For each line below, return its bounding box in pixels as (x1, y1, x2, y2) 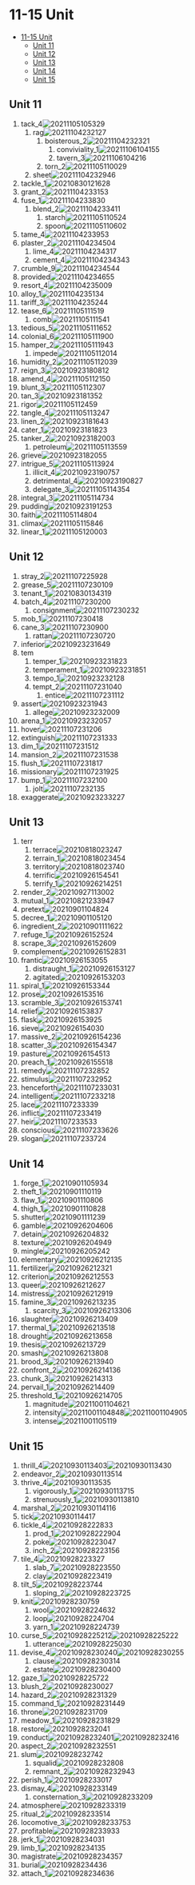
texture (20, 1238, 45, 1248)
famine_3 (20, 1297, 51, 1307)
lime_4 (32, 246, 54, 256)
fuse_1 (20, 195, 42, 205)
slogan (20, 1134, 43, 1144)
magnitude (32, 1400, 69, 1409)
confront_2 (20, 1365, 57, 1375)
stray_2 (20, 571, 45, 581)
